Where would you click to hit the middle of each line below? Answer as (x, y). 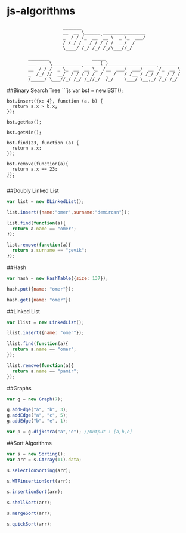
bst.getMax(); (24, 122)
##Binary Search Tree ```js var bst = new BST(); (65, 90)
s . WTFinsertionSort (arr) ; (39, 481)
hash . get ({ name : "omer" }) (39, 300)
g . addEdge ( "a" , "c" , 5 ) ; (38, 415)
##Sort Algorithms (30, 443)
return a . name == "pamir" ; (46, 371)
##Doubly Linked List (33, 190)
